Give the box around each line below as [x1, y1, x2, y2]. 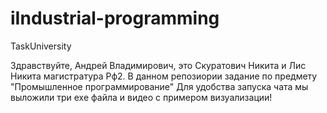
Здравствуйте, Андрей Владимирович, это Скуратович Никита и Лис [10, 59, 307, 71]
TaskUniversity [10, 40, 72, 52]
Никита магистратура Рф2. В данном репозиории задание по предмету [10, 70, 318, 82]
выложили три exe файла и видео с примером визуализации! [10, 91, 273, 103]
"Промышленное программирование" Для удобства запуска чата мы [10, 80, 309, 92]
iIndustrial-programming [10, 7, 220, 30]
